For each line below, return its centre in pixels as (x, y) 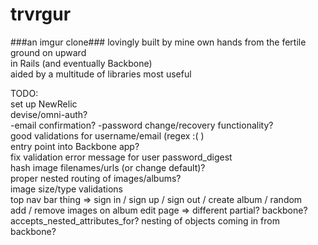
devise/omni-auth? (49, 114)
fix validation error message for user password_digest (121, 157)
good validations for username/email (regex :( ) (107, 135)
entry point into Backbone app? (75, 146)
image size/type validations (67, 189)
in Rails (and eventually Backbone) (81, 63)
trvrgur (41, 14)
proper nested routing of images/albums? (96, 178)
